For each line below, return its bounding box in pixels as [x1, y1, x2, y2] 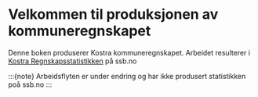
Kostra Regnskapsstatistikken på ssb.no [8, 56, 137, 66]
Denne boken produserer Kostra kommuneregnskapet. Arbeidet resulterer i [8, 48, 251, 57]
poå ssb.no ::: [8, 80, 53, 89]
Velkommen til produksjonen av [8, 5, 219, 23]
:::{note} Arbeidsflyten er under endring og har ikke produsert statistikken [8, 71, 246, 81]
